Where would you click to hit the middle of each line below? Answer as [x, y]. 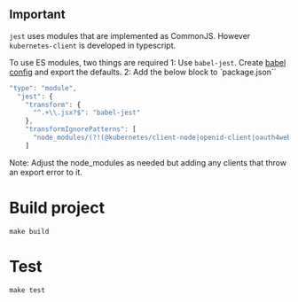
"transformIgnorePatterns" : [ [81, 129]
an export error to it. [46, 172]
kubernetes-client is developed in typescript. [93, 45]
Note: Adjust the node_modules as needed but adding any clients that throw [148, 162]
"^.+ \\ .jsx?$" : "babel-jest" [86, 113]
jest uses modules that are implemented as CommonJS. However [130, 35]
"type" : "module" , [43, 88]
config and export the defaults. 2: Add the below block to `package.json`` [143, 72]
